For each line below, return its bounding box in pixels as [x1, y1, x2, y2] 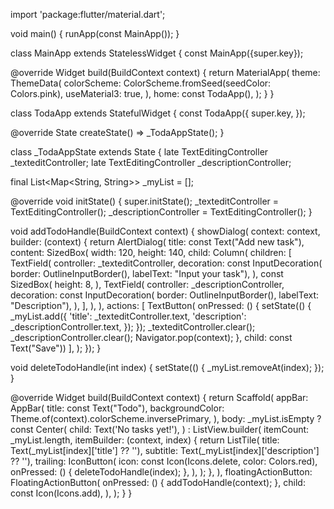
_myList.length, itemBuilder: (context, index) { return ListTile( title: [10, 434, 280, 446]
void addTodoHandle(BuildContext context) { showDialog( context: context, [10, 225, 321, 237]
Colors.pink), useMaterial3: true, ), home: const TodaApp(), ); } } [10, 88, 275, 99]
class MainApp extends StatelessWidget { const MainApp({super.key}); [10, 47, 304, 59]
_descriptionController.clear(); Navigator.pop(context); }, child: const [10, 332, 293, 343]
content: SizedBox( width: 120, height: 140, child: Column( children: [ [10, 247, 292, 258]
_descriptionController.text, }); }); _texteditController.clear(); [10, 321, 256, 333]
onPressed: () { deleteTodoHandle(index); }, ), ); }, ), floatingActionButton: [10, 466, 313, 478]
